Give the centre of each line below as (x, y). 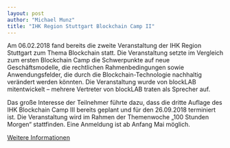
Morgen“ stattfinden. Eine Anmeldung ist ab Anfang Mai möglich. (99, 125)
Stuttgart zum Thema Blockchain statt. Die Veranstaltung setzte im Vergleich (115, 53)
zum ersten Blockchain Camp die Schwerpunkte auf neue (89, 60)
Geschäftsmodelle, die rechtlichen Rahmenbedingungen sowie (95, 67)
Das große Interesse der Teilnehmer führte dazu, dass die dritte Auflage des (115, 103)
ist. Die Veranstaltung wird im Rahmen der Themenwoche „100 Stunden (108, 117)
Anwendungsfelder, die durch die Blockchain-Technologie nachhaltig (105, 75)
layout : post (26, 13)
